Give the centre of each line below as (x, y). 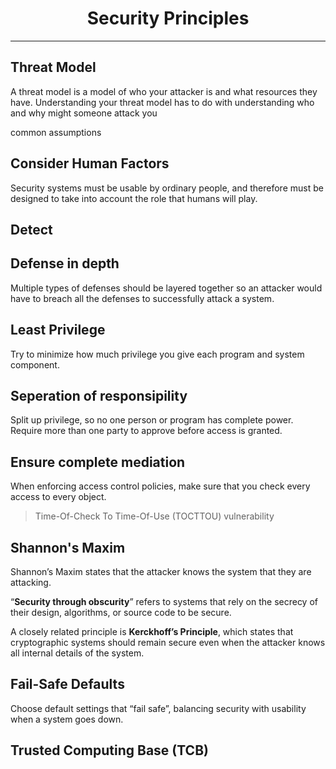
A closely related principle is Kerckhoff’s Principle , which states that (152, 632)
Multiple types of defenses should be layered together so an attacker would (166, 288)
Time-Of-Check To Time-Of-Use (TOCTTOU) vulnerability (154, 516)
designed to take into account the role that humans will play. (134, 198)
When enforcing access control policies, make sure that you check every (160, 486)
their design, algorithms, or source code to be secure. (121, 613)
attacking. (31, 583)
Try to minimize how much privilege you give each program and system (157, 354)
